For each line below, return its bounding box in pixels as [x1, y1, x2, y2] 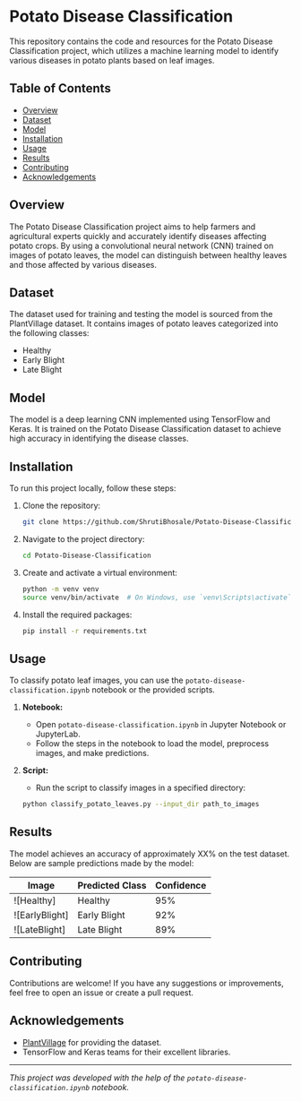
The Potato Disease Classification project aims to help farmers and [9, 221, 256, 232]
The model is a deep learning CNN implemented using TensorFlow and [9, 414, 271, 425]
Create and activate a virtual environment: [21, 567, 177, 578]
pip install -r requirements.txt [21, 626, 148, 635]
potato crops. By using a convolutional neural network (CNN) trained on [9, 240, 274, 251]
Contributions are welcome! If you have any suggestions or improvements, [9, 977, 284, 988]
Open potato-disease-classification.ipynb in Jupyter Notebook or [35, 719, 287, 730]
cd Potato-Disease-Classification [21, 551, 151, 560]
